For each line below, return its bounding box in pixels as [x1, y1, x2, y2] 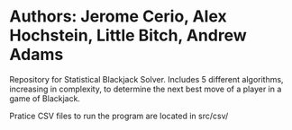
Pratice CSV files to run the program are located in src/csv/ [9, 110, 229, 121]
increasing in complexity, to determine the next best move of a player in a [9, 83, 282, 94]
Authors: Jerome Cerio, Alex [9, 6, 227, 27]
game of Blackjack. [9, 92, 81, 104]
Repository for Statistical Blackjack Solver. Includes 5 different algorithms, [9, 74, 284, 84]
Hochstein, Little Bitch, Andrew [9, 25, 247, 46]
